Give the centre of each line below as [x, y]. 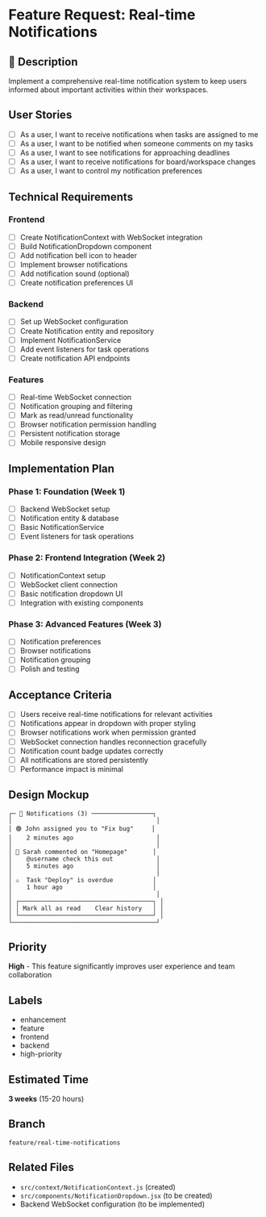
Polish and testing [50, 669]
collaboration [30, 975]
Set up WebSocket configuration [74, 322]
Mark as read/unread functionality [77, 415]
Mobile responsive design [63, 443]
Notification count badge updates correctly [91, 751]
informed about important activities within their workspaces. [108, 90]
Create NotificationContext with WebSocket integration [111, 237]
